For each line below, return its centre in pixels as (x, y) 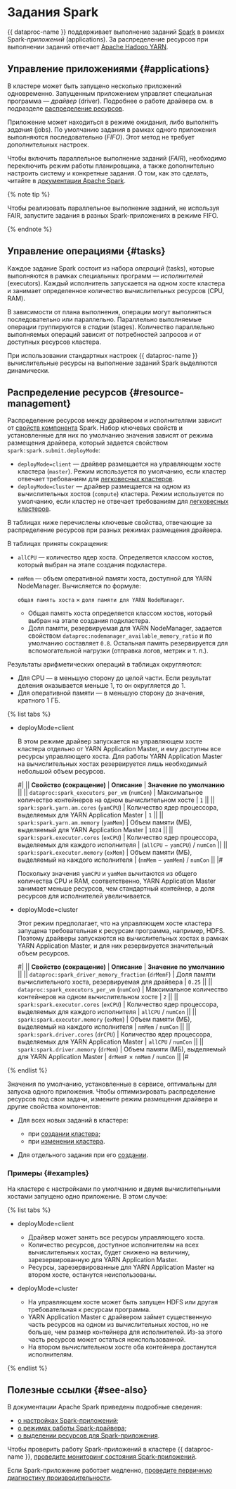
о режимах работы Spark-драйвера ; (72, 1428)
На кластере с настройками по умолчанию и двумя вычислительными (114, 1189)
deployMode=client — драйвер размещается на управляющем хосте (119, 464)
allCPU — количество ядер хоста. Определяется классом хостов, (116, 557)
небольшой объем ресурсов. (61, 772)
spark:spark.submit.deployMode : (54, 450)
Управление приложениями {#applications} (109, 69)
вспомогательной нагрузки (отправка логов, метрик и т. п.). (118, 651)
